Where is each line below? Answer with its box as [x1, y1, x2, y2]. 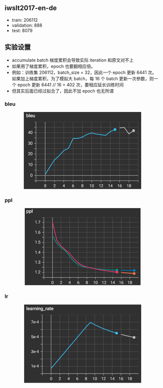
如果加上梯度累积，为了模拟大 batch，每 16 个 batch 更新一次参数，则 [11, 75, 154, 81]
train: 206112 [11, 17, 38, 23]
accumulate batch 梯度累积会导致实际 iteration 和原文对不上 [11, 57, 134, 63]
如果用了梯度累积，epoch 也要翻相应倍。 [11, 63, 96, 69]
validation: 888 [11, 22, 42, 28]
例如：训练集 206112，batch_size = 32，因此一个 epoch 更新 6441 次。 [11, 69, 157, 75]
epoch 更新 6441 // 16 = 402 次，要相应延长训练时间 [17, 81, 124, 88]
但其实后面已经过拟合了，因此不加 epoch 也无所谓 [11, 88, 114, 94]
